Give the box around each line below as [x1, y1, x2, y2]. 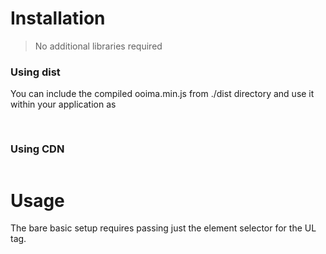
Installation [10, 7, 106, 30]
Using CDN [10, 142, 65, 156]
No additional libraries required [34, 40, 163, 52]
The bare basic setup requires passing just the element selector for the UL [10, 222, 317, 234]
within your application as [10, 98, 117, 111]
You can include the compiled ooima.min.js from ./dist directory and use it [10, 88, 315, 100]
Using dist [10, 65, 61, 79]
